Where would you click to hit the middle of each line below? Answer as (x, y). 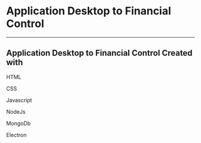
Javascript (19, 100)
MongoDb (19, 123)
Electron (16, 135)
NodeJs (16, 111)
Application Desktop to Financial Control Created (99, 53)
